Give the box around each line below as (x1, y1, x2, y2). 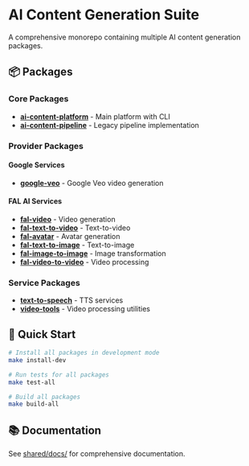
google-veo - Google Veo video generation (19, 178, 164, 188)
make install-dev (8, 356, 67, 364)
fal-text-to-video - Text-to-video (19, 223, 131, 233)
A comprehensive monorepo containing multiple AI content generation (8, 32, 241, 42)
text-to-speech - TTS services (19, 295, 124, 305)
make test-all (8, 378, 56, 386)
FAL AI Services (8, 196, 63, 206)
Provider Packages (8, 140, 84, 151)
